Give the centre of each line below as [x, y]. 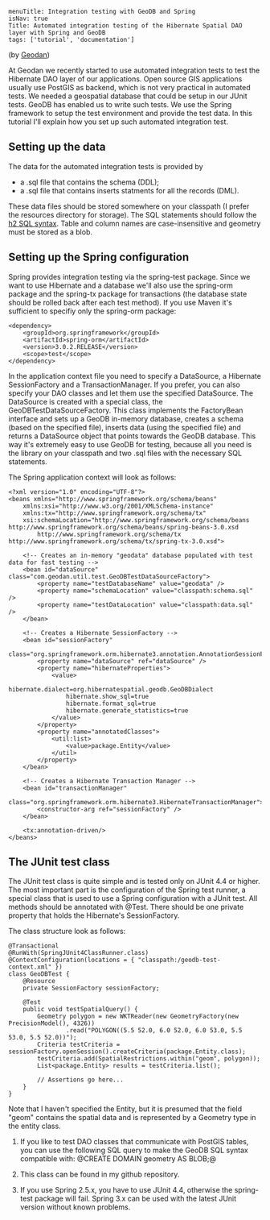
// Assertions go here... [81, 1080]
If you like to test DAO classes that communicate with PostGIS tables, [134, 1142]
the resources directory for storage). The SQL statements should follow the [133, 214]
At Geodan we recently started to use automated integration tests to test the [134, 70]
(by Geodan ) [29, 55]
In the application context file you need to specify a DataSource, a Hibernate [135, 376]
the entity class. [35, 1126]
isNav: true [28, 19]
